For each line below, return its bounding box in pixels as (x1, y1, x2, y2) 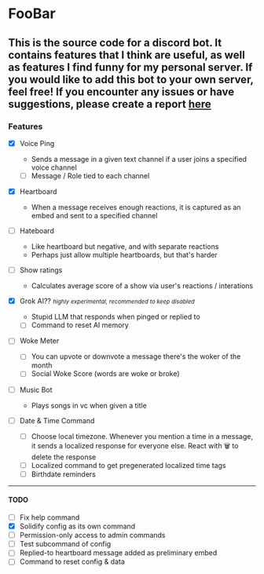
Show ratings (19, 265, 63, 275)
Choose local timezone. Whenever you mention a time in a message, (31, 431, 254, 441)
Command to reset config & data (19, 557, 126, 566)
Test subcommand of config (19, 539, 112, 549)
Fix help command (19, 513, 80, 522)
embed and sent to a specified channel (31, 211, 158, 221)
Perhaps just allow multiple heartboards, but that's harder (31, 250, 218, 260)
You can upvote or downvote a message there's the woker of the (31, 352, 241, 361)
